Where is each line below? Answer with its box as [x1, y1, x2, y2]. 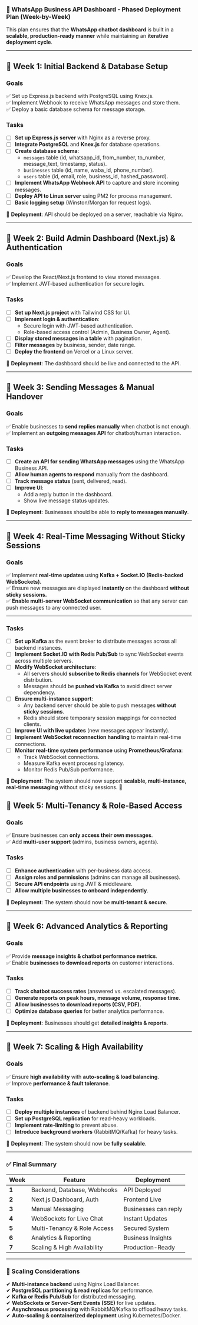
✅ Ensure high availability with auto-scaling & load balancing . [6, 1073, 159, 1080]
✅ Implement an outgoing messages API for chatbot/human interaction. [6, 429, 181, 436]
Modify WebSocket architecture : [14, 663, 97, 670]
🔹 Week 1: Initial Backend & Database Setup [6, 61, 169, 71]
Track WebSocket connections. [23, 753, 100, 760]
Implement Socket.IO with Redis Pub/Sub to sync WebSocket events [14, 650, 184, 657]
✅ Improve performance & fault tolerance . [6, 1079, 110, 1087]
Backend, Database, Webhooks [31, 1186, 118, 1194]
